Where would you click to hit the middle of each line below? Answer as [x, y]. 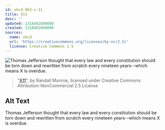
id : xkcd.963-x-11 [24, 10]
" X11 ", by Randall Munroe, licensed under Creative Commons [79, 80]
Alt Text [17, 101]
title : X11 [16, 14]
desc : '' [14, 19]
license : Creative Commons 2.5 [42, 46]
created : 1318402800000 [30, 28]
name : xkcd [21, 37]
